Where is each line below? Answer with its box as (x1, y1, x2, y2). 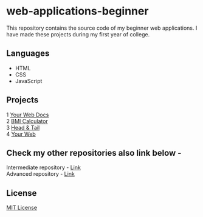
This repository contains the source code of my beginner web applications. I (6, 24, 198, 32)
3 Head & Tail (6, 124, 40, 131)
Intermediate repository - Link (6, 164, 81, 171)
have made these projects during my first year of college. (6, 30, 150, 38)
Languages (6, 48, 50, 59)
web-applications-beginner (6, 4, 149, 18)
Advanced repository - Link (6, 170, 75, 178)
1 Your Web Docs (6, 111, 49, 118)
